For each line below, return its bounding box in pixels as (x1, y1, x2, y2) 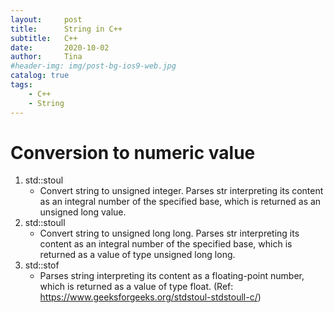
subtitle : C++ (10, 33, 78, 43)
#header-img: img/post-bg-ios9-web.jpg (10, 61, 177, 71)
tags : (10, 80, 33, 90)
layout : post (10, 14, 83, 25)
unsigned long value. (39, 206, 127, 218)
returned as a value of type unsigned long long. (39, 249, 236, 261)
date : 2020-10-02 (10, 42, 110, 53)
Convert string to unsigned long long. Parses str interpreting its (39, 227, 300, 240)
